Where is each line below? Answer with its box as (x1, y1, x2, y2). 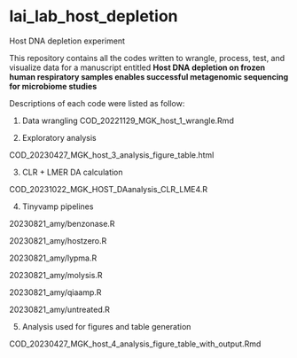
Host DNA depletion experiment (9, 35, 126, 46)
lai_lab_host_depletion (9, 6, 179, 27)
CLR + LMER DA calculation (21, 167, 123, 177)
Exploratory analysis (21, 132, 97, 143)
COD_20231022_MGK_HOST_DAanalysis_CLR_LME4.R (9, 183, 208, 194)
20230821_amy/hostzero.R (9, 235, 107, 245)
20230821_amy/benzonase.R (9, 218, 115, 229)
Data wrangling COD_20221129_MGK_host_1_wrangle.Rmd (21, 115, 235, 126)
